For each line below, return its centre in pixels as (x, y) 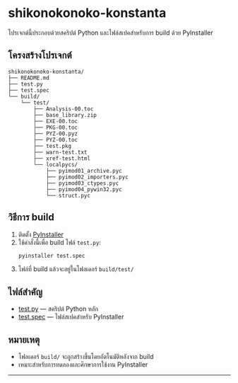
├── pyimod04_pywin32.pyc (84, 189)
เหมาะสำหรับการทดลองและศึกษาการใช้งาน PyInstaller (83, 365)
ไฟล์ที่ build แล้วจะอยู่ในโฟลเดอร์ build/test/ (76, 269)
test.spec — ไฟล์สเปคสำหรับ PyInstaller (71, 317)
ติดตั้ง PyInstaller (41, 234)
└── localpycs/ (56, 164)
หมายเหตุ (24, 339)
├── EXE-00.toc (56, 121)
